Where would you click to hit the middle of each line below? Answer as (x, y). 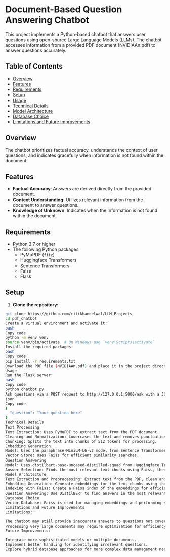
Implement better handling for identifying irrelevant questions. (77, 545)
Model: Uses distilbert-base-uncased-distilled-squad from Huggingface (82, 465)
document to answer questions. (46, 205)
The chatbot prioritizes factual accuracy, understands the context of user (81, 150)
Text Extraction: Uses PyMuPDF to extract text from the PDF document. (82, 432)
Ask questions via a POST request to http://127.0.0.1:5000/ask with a (82, 394)
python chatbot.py (25, 389)
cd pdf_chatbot (21, 318)
